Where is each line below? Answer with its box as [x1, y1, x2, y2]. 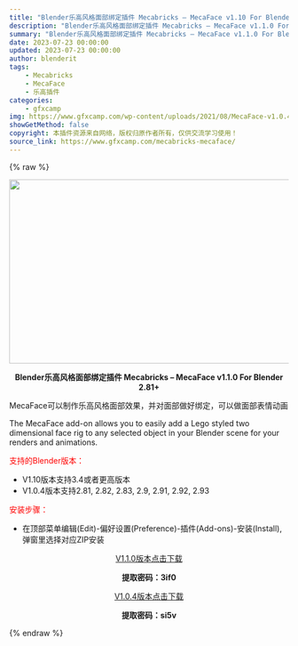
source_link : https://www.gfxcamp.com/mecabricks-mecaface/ [9, 137, 237, 146]
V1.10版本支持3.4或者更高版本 [21, 473, 130, 485]
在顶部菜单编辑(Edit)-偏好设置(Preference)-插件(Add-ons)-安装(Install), [21, 522, 282, 534]
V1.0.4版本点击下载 [114, 591, 184, 602]
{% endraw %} [9, 627, 64, 638]
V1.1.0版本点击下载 [114, 553, 184, 563]
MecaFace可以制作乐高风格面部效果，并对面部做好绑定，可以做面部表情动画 [9, 400, 288, 410]
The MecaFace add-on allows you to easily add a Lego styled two [9, 417, 250, 428]
